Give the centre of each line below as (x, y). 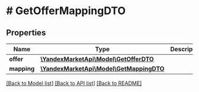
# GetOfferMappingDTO (66, 11)
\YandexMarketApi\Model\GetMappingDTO (102, 69)
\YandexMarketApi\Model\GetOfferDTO (97, 59)
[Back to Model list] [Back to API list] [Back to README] (74, 83)
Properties (26, 33)
